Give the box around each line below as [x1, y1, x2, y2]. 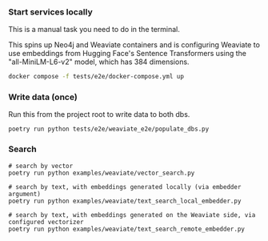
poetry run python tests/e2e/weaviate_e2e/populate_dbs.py [8, 125, 210, 134]
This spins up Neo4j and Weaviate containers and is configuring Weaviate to [8, 40, 260, 50]
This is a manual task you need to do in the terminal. [8, 25, 180, 34]
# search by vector [8, 162, 74, 170]
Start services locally [8, 6, 94, 18]
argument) [8, 190, 42, 198]
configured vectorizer [8, 218, 84, 226]
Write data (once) [8, 91, 78, 102]
